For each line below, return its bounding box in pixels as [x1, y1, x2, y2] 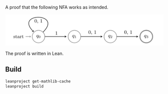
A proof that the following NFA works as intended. [5, 4, 109, 10]
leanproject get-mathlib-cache [5, 79, 71, 84]
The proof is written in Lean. [5, 50, 64, 56]
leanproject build [5, 84, 44, 89]
